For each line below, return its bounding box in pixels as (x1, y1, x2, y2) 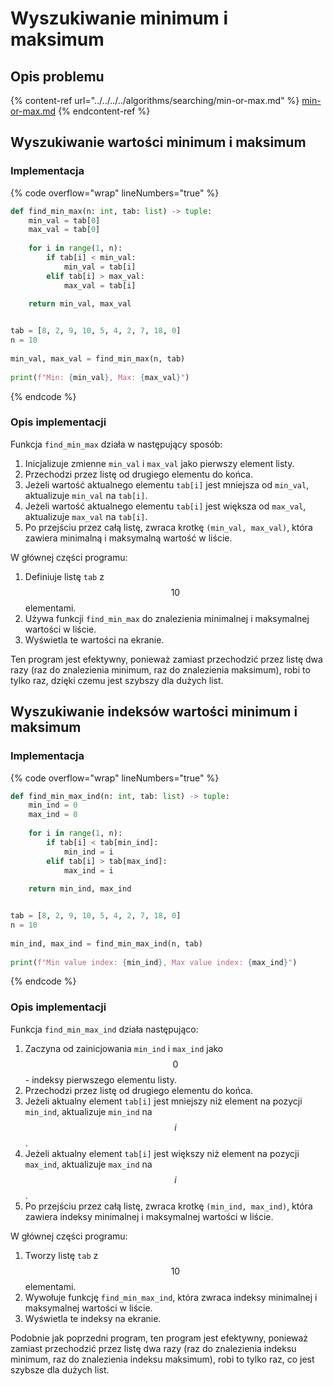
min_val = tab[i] (63, 262, 137, 272)
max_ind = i (63, 865, 114, 876)
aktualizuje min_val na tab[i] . (24, 489, 148, 501)
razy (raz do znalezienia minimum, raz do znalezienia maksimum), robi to (10, 663, 311, 676)
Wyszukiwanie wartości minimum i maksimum (10, 134, 307, 151)
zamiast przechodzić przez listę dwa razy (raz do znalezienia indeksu (10, 1342, 297, 1354)
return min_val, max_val (28, 299, 132, 309)
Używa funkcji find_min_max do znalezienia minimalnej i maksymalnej (24, 612, 310, 624)
